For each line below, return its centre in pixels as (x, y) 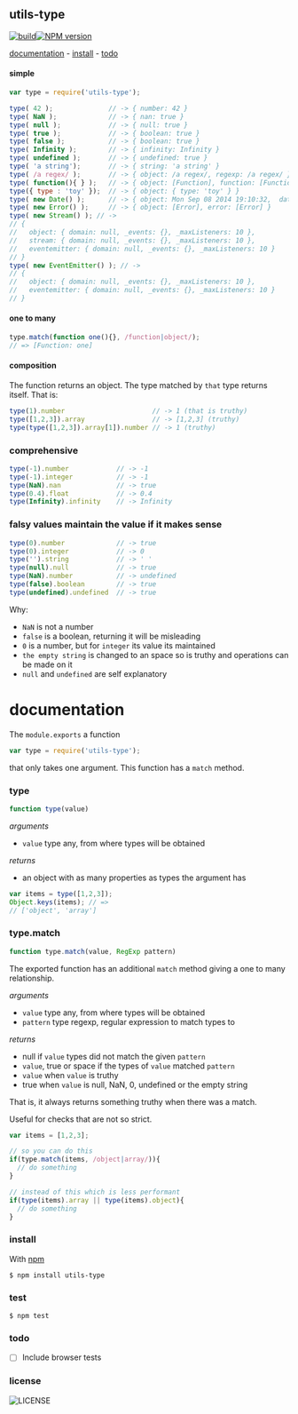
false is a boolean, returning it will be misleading (111, 636)
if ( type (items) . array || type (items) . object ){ (97, 1200)
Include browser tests (62, 1357)
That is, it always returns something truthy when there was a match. (133, 1101)
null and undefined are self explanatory (94, 673)
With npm (27, 1259)
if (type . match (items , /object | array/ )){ (85, 1160)
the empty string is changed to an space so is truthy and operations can (155, 655)
